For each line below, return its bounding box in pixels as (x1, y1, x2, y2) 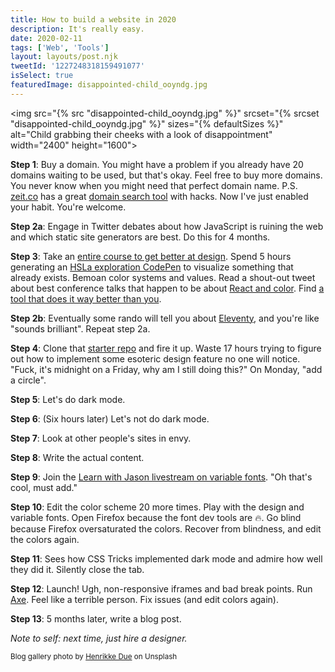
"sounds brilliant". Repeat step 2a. (10, 322, 151, 335)
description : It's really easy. (10, 24, 145, 34)
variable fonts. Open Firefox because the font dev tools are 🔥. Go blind (10, 511, 302, 523)
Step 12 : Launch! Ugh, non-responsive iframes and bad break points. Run (10, 582, 313, 595)
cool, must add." (10, 481, 78, 493)
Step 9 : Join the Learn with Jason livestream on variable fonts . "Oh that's (10, 471, 313, 483)
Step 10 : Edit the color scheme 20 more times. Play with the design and (10, 501, 305, 513)
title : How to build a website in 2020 (10, 14, 177, 25)
